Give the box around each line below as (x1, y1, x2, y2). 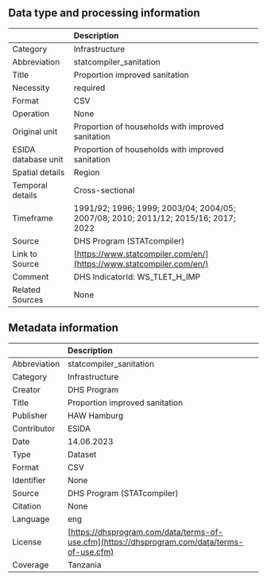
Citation (12, 501, 42, 512)
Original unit (12, 126, 58, 137)
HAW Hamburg (67, 410, 124, 421)
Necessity (12, 82, 50, 93)
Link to (12, 248, 38, 259)
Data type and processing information (8, 6, 200, 20)
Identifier (12, 474, 46, 485)
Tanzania (67, 559, 102, 570)
